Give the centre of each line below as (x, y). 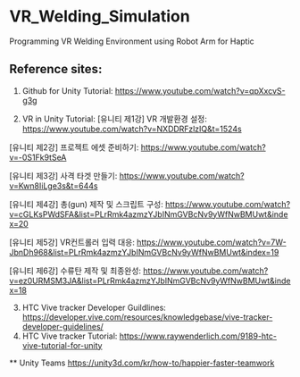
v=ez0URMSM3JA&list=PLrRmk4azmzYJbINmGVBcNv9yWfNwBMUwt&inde (150, 281)
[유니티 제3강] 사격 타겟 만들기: (63, 175)
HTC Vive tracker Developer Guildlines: (94, 307)
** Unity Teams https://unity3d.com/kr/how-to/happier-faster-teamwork (142, 363)
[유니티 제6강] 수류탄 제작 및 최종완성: (75, 271)
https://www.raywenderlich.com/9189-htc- (198, 336)
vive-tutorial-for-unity (62, 345)
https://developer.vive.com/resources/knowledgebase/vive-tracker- (147, 317)
